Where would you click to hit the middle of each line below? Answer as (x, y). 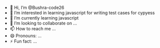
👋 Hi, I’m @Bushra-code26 (37, 8)
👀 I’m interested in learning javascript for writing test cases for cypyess (82, 13)
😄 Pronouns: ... (26, 36)
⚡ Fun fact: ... (23, 41)
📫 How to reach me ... (33, 29)
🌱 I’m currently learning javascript (44, 18)
